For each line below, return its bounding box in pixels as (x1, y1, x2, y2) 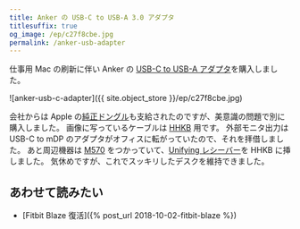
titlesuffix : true (9, 21, 78, 30)
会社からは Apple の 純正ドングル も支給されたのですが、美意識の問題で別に (9, 111, 286, 122)
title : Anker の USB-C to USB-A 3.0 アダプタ (9, 13, 175, 22)
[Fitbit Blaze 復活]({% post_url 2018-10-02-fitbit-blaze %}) (21, 210, 237, 221)
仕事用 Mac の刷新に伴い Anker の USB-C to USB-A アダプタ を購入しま (9, 64, 271, 74)
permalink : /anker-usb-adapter (9, 38, 126, 47)
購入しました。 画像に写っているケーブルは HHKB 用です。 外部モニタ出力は (9, 123, 289, 133)
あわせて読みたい (9, 184, 104, 199)
